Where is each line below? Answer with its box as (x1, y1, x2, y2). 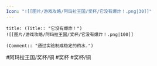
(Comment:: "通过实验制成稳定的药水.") (6, 43, 94, 49)
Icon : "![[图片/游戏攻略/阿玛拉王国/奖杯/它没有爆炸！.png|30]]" (6, 8, 152, 14)
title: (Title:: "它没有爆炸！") (6, 25, 83, 31)
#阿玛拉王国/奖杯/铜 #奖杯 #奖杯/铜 (6, 53, 91, 61)
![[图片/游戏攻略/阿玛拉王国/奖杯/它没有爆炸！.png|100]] (6, 31, 134, 38)
